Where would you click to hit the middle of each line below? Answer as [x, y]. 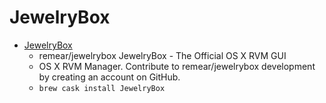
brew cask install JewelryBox [102, 88]
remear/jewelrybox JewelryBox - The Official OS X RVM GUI [162, 55]
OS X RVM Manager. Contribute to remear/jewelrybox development [177, 66]
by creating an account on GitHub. [109, 77]
